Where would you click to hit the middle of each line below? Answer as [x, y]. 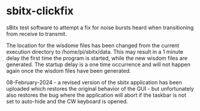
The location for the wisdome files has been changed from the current [93, 45]
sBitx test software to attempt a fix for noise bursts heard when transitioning [100, 27]
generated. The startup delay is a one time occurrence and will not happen [98, 64]
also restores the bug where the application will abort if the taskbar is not [96, 95]
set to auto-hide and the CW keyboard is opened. [67, 101]
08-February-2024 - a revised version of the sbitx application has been [94, 82]
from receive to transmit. [37, 33]
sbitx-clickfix [40, 11]
